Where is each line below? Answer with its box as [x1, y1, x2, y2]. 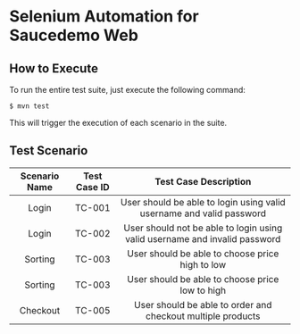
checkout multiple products [146, 310, 261, 322]
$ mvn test [9, 102, 50, 111]
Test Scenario [9, 143, 88, 158]
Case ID [75, 180, 110, 193]
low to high [179, 284, 227, 296]
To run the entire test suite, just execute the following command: [9, 85, 246, 95]
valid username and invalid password [124, 232, 281, 245]
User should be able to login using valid [120, 196, 286, 208]
